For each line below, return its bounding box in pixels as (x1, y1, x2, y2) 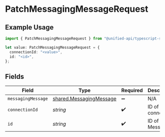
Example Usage (5, 23, 54, 32)
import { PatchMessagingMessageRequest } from (5, 36, 102, 41)
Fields (5, 72, 25, 81)
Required (121, 87, 143, 94)
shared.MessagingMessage (52, 95, 117, 102)
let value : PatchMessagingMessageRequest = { (5, 45, 100, 50)
